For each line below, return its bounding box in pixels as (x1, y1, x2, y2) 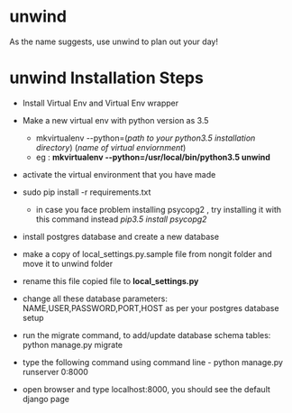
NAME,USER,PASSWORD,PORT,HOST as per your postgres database (22, 302, 279, 313)
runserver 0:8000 (22, 366, 88, 377)
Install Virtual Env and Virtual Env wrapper (22, 97, 179, 108)
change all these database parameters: (22, 293, 169, 304)
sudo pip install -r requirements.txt (22, 187, 151, 197)
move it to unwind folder (22, 258, 114, 269)
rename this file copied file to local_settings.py (22, 275, 199, 286)
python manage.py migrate (22, 339, 123, 350)
